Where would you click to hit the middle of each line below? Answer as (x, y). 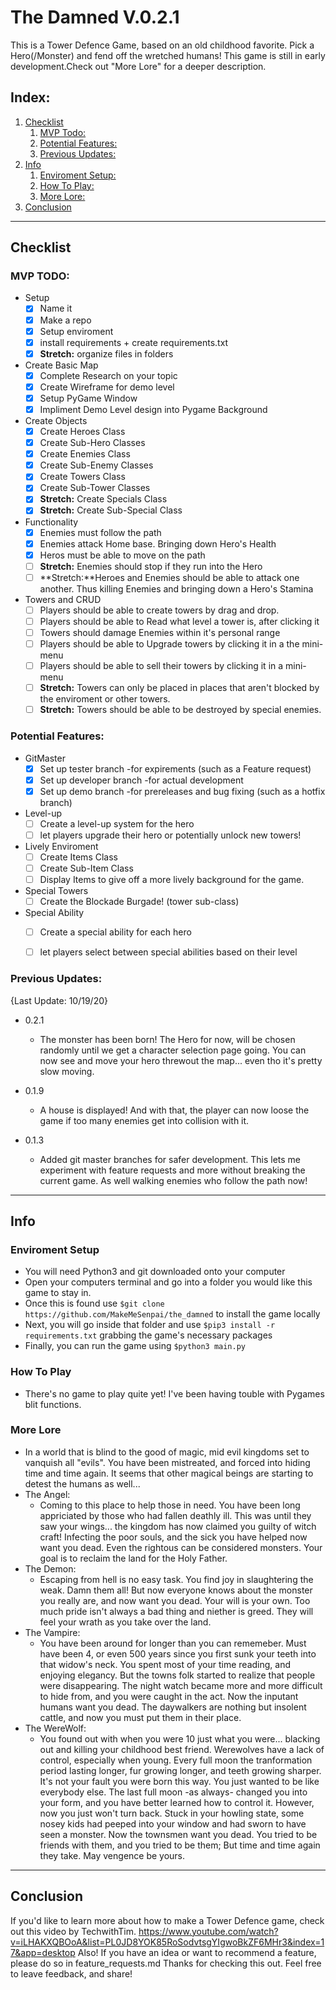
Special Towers (56, 891)
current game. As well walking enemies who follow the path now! (173, 1180)
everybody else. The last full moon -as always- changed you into (173, 1792)
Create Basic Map (61, 365)
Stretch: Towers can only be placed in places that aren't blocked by (179, 688)
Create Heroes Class (82, 431)
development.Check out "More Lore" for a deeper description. (138, 66)
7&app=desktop (43, 1952)
